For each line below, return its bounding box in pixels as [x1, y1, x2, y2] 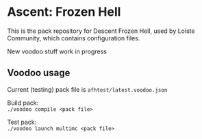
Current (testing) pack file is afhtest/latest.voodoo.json [7, 85, 168, 93]
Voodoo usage [7, 67, 71, 79]
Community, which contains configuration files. [7, 34, 140, 42]
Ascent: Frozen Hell [7, 4, 121, 20]
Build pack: [7, 99, 39, 107]
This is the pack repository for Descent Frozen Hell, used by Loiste [7, 27, 195, 35]
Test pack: [7, 118, 37, 126]
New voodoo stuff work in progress [7, 47, 108, 55]
